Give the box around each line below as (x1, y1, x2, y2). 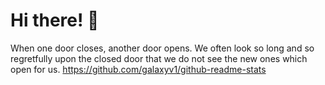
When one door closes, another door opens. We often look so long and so (10, 42, 315, 54)
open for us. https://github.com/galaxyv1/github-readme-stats (10, 63, 267, 75)
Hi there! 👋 (10, 9, 100, 32)
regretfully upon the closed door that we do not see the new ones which (10, 52, 308, 64)
